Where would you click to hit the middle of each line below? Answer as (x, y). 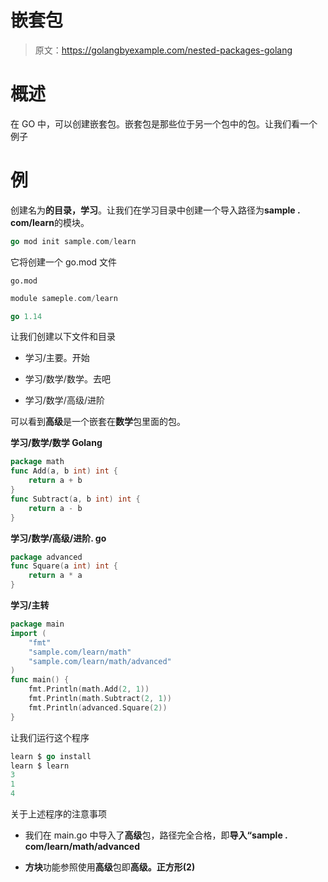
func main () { (40, 680)
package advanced (46, 557)
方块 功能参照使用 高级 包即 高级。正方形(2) (110, 867)
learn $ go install (51, 756)
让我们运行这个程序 (50, 737)
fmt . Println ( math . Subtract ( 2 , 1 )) (100, 699)
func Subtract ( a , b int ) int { (75, 499)
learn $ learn (40, 766)
